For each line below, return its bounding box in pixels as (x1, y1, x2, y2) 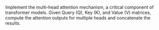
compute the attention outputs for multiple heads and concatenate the (5, 15, 151, 20)
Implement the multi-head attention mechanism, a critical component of (5, 4, 154, 10)
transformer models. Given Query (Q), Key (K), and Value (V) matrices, (5, 9, 151, 15)
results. (5, 20, 21, 26)
